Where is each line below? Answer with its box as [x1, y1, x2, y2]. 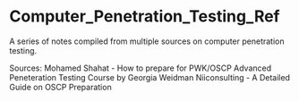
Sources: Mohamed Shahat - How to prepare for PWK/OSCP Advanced [9, 63, 272, 73]
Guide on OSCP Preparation [9, 81, 112, 92]
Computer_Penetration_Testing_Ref [9, 6, 280, 27]
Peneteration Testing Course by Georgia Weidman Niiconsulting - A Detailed [9, 72, 291, 82]
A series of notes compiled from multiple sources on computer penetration [9, 36, 285, 46]
